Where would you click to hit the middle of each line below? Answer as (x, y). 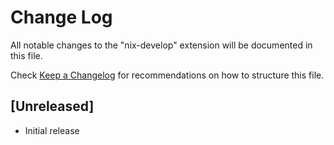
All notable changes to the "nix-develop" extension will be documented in (161, 45)
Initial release (52, 130)
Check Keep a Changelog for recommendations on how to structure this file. (167, 75)
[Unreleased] (52, 106)
